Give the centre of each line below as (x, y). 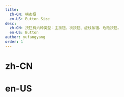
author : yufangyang (25, 37)
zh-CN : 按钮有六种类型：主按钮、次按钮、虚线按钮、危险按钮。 (65, 28)
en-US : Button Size (30, 19)
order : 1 (14, 42)
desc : (11, 23)
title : (12, 10)
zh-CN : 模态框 (23, 14)
